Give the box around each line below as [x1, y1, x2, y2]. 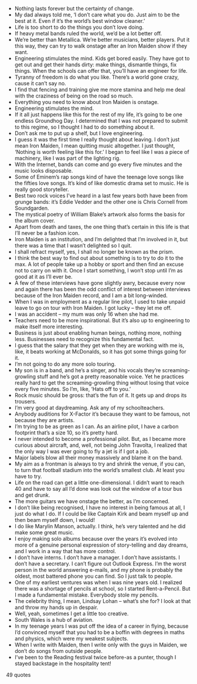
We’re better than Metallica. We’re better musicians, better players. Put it [14, 36, 190, 43]
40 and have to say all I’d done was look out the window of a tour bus [14, 486, 183, 492]
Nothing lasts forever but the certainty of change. [14, 5, 134, 12]
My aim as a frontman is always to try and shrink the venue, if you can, [14, 460, 186, 467]
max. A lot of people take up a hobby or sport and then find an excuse [14, 261, 184, 268]
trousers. [14, 398, 37, 405]
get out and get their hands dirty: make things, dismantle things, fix [14, 61, 177, 68]
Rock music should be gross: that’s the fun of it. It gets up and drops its [14, 392, 187, 399]
